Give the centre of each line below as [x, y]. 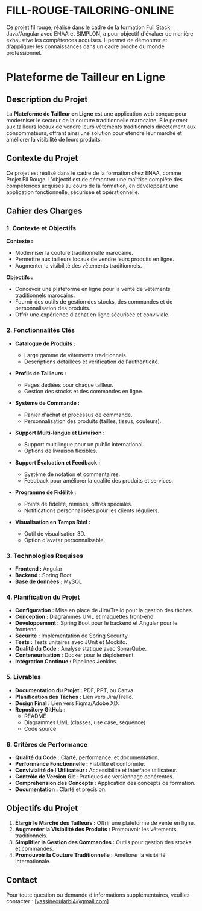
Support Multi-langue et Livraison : [60, 433]
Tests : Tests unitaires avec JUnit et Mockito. [71, 642]
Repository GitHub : [40, 709]
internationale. [33, 861]
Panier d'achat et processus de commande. [78, 415]
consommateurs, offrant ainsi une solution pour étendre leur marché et [94, 133]
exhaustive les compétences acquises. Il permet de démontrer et [87, 40]
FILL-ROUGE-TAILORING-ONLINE [90, 11]
